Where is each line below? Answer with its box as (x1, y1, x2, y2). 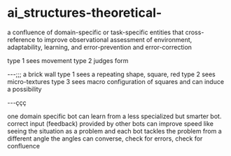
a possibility (7, 85, 42, 93)
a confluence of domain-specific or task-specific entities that (7, 28, 184, 36)
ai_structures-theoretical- (7, 5, 162, 21)
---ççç (7, 98, 27, 106)
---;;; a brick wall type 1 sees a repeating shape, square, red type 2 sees (7, 70, 216, 78)
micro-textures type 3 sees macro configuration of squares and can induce (7, 77, 225, 85)
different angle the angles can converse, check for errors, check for (7, 134, 203, 143)
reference (7, 35, 36, 43)
